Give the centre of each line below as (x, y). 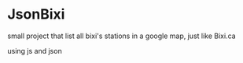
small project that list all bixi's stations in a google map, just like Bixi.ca (122, 36)
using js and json (35, 51)
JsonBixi (36, 14)
